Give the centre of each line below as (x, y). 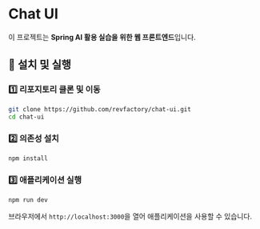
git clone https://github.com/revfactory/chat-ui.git (100, 109)
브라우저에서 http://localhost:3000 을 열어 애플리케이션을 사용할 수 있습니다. (130, 216)
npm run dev (28, 200)
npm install (28, 158)
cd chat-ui (26, 117)
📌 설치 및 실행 (40, 65)
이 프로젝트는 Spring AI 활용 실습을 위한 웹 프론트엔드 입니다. (102, 37)
